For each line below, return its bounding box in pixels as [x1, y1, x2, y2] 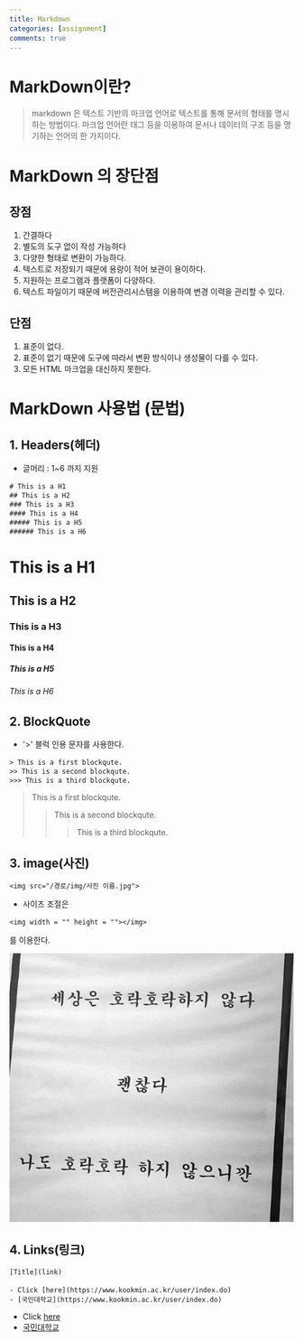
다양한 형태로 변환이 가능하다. [22, 253, 127, 264]
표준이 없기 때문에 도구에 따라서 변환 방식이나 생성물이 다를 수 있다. [22, 352, 259, 363]
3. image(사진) [9, 855, 90, 871]
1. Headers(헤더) [9, 437, 101, 452]
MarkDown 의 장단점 [9, 165, 160, 186]
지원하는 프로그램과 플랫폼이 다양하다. [22, 275, 156, 286]
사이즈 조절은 [22, 899, 69, 909]
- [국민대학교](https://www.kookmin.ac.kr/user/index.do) [9, 1296, 223, 1305]
